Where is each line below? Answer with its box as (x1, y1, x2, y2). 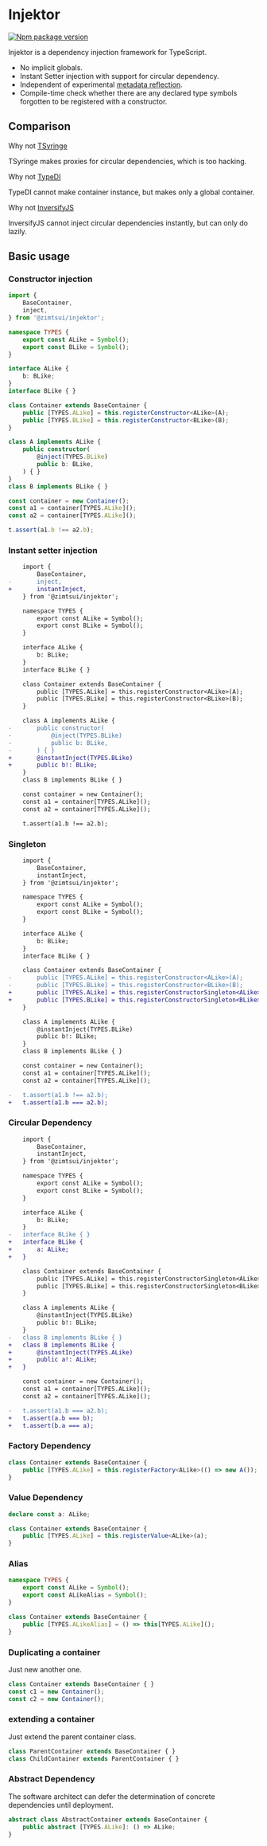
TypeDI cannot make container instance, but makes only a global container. (8, 187, 255, 197)
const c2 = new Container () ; (8, 1695, 105, 1703)
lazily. (8, 226, 28, 236)
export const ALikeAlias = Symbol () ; (22, 1591, 148, 1599)
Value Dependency (8, 1492, 83, 1503)
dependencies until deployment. (8, 1800, 114, 1809)
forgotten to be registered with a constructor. (19, 96, 168, 106)
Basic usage (8, 249, 70, 264)
